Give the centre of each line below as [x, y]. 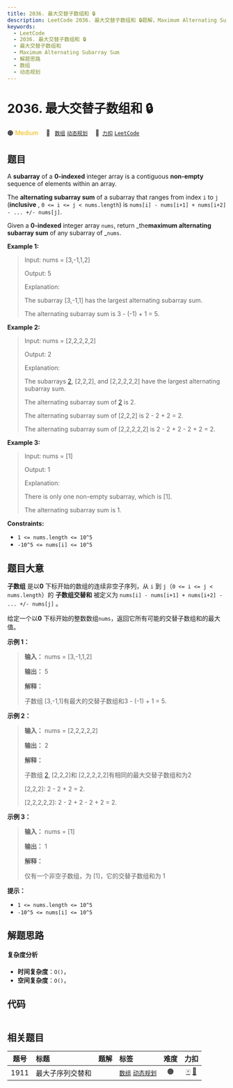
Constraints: [26, 523]
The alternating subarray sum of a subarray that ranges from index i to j [113, 197]
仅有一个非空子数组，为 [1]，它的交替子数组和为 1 [95, 876]
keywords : [22, 26]
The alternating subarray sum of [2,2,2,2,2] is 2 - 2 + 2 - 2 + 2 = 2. [120, 429]
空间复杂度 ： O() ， [43, 980]
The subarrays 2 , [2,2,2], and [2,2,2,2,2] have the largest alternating [122, 381]
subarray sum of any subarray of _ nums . [64, 233]
